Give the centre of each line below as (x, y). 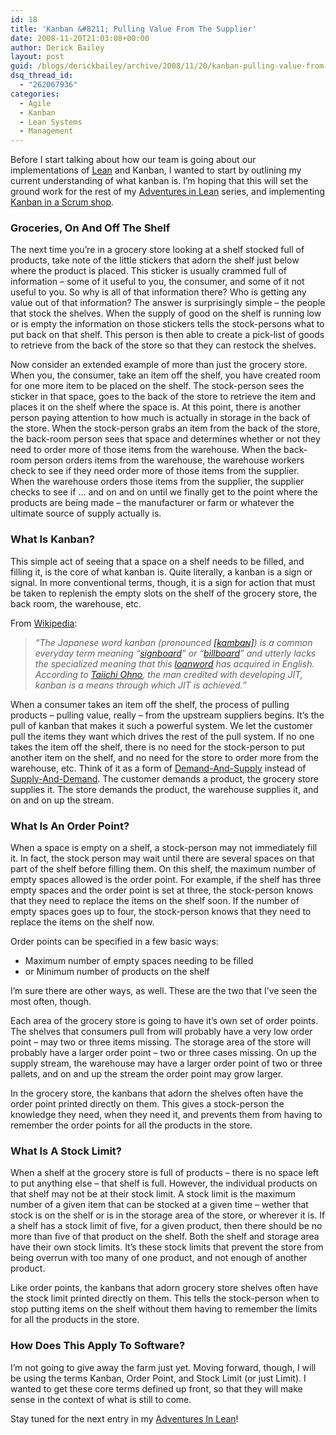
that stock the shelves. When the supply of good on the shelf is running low (166, 313)
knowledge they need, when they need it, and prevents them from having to (166, 1115)
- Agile (35, 103)
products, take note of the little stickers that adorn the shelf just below (155, 260)
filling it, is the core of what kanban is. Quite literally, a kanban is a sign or (161, 572)
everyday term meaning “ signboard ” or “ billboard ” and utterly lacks (175, 653)
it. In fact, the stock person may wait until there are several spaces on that (162, 858)
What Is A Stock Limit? (66, 1151)
